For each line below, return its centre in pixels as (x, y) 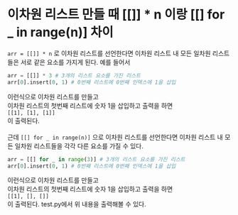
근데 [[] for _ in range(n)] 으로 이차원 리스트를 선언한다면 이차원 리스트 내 (115, 137)
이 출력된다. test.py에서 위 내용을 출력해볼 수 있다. (77, 204)
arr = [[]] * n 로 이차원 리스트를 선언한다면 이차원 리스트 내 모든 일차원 (109, 53)
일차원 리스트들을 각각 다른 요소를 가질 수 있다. (79, 145)
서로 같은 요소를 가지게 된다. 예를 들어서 (75, 62)
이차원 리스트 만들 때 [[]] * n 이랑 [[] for (116, 15)
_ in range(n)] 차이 (60, 32)
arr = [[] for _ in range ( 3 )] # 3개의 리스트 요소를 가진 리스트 (97, 159)
